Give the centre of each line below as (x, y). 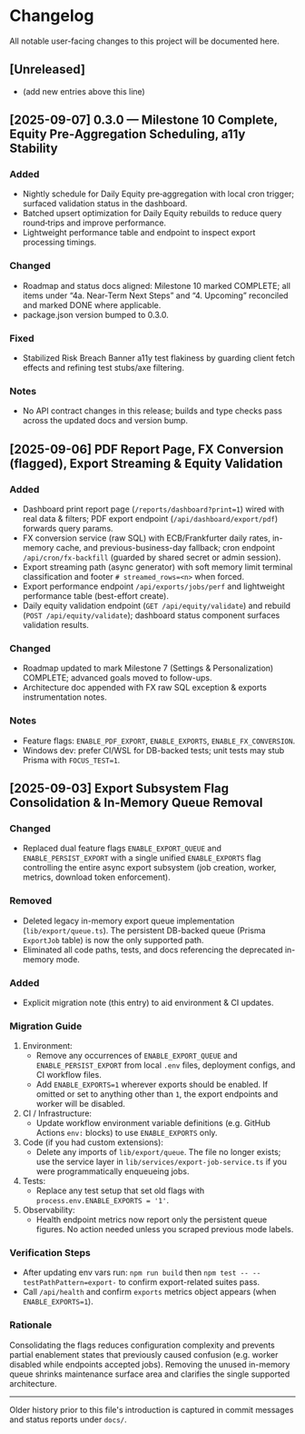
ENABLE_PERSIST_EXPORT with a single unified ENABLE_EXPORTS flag (142, 858)
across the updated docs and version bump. (105, 421)
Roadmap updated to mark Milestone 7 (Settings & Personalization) (148, 668)
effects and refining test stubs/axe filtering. (103, 368)
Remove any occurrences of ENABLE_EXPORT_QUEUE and (137, 1056)
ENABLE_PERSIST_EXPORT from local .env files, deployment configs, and (166, 1065)
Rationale (31, 1325)
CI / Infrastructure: (57, 1113)
